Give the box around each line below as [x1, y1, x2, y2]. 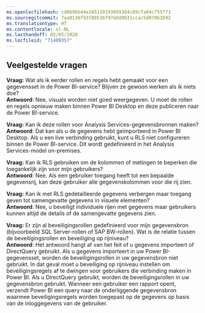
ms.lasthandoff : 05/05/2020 [6, 32, 78, 38]
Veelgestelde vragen [6, 60, 88, 70]
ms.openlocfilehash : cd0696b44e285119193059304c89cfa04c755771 [6, 9, 171, 15]
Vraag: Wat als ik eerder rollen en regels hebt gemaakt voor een [6, 76, 168, 83]
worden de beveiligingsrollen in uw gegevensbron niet [42, 254, 179, 261]
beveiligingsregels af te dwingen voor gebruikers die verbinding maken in [6, 267, 192, 274]
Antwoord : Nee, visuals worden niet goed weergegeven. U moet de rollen [6, 96, 193, 103]
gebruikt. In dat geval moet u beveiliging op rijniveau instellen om [6, 260, 170, 268]
